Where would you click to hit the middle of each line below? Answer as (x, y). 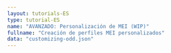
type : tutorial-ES (33, 20)
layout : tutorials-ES (38, 13)
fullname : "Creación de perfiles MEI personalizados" (86, 33)
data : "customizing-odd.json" (51, 39)
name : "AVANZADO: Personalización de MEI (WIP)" (78, 26)
